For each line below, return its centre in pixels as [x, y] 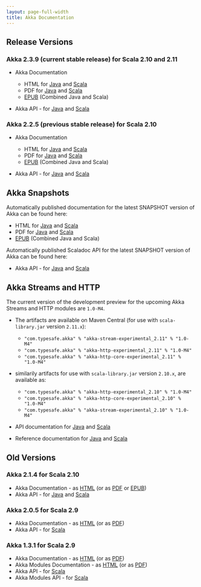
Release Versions [40, 42]
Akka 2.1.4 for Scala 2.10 [43, 474]
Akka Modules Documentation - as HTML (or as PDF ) [81, 565]
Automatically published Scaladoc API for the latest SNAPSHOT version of [98, 250]
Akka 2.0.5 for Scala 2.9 [42, 510]
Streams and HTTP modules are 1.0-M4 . [56, 309]
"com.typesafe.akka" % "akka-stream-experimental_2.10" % [98, 410]
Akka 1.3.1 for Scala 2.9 [41, 545]
